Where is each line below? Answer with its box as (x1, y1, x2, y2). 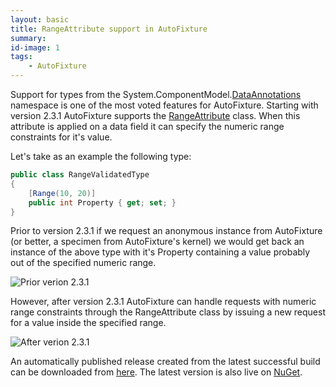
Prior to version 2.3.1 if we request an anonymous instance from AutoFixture (10, 225, 323, 237)
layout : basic (10, 14, 70, 25)
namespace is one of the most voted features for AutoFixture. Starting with (10, 99, 319, 111)
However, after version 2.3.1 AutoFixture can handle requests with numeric (10, 296, 317, 308)
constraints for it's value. (10, 131, 113, 143)
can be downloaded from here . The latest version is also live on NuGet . (10, 366, 303, 378)
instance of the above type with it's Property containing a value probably (10, 246, 311, 258)
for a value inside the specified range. (10, 317, 167, 329)
